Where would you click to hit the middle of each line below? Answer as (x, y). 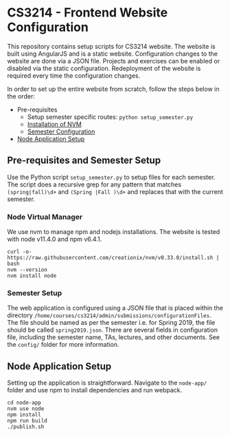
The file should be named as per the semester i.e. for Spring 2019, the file (111, 323)
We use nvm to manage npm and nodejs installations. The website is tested (114, 232)
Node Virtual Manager (45, 217)
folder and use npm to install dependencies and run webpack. (95, 390)
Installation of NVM (55, 124)
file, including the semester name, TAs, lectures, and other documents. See (114, 337)
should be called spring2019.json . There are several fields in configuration (113, 330)
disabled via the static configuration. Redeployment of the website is (104, 68)
